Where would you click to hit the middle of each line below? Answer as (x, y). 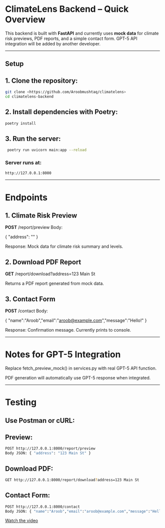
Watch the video (22, 521)
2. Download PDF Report (43, 262)
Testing (21, 402)
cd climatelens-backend (29, 97)
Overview (25, 19)
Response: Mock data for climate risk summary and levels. (64, 246)
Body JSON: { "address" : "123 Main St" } (48, 453)
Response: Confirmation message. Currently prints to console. (68, 330)
